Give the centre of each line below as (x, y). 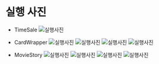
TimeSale (26, 30)
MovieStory (28, 55)
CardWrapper (31, 42)
